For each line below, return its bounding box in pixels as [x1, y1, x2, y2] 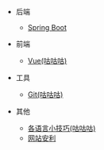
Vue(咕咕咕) [27, 56, 67, 65]
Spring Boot [27, 23, 67, 32]
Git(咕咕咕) [27, 90, 64, 99]
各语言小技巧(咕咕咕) [27, 124, 96, 133]
